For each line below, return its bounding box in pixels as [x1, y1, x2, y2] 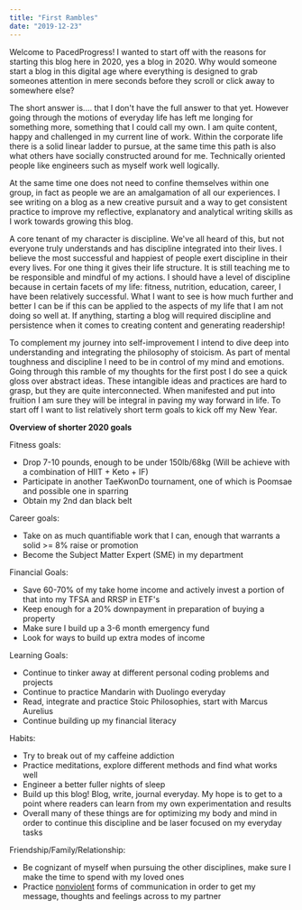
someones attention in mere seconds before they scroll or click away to [9, 75, 275, 86]
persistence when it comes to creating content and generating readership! [9, 320, 286, 330]
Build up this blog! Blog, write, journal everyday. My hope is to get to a [22, 788, 283, 799]
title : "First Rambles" [9, 13, 99, 23]
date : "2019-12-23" [9, 22, 83, 31]
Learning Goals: [9, 649, 69, 660]
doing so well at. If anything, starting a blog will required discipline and [9, 310, 272, 320]
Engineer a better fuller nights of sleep [22, 778, 166, 790]
